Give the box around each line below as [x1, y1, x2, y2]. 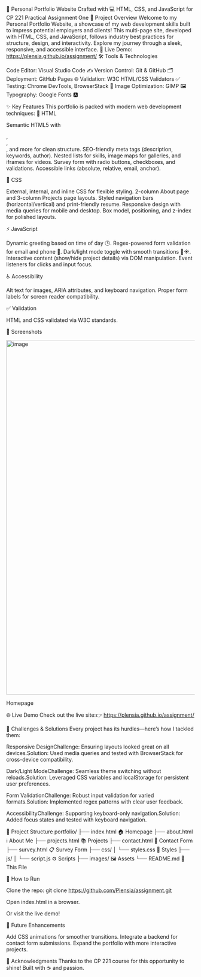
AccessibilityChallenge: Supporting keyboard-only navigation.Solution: [6, 810, 181, 817]
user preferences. [6, 780, 50, 787]
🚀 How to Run [6, 875, 40, 882]
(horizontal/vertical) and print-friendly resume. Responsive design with [6, 200, 181, 208]
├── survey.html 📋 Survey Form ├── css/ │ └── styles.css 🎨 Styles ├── [6, 846, 190, 853]
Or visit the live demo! [6, 910, 60, 917]
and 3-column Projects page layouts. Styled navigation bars [6, 194, 154, 201]
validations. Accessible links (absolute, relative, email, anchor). [6, 165, 161, 172]
